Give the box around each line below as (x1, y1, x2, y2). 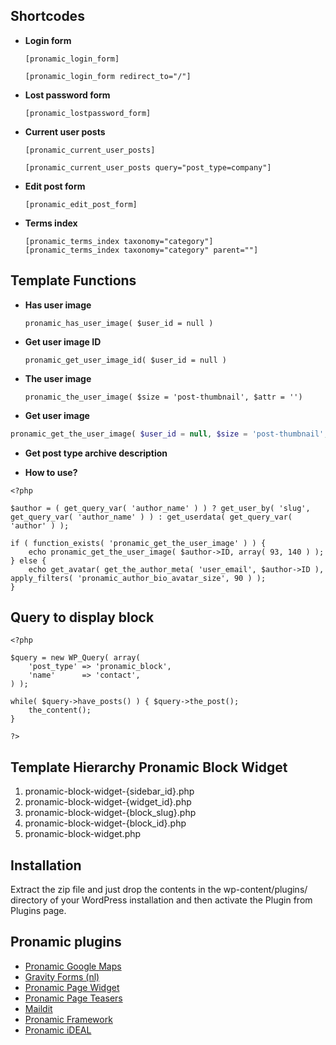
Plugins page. (10, 904, 67, 916)
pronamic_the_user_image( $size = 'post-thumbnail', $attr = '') (24, 392, 303, 402)
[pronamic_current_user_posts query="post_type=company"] (24, 162, 272, 173)
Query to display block (10, 609, 155, 626)
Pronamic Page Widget (24, 981, 120, 993)
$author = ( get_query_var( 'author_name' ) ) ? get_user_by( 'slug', (10, 503, 311, 513)
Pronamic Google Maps (24, 960, 122, 972)
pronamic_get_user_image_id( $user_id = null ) (24, 355, 227, 365)
